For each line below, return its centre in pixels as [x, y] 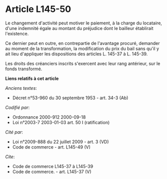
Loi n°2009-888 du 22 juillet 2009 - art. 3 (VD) [60, 142]
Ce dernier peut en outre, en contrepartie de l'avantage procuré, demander [82, 43]
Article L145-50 [38, 9]
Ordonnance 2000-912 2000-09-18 [49, 117]
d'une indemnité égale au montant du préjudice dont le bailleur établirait [79, 28]
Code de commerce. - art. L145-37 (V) [52, 172]
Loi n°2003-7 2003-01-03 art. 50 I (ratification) [61, 122]
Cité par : [14, 132]
